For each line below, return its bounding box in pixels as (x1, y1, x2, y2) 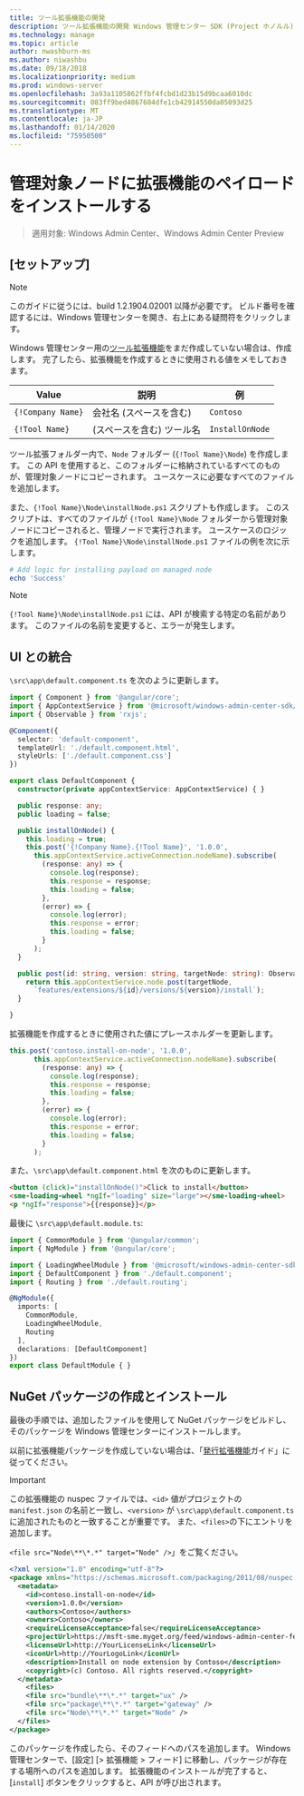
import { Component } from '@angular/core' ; (9, 693, 180, 702)
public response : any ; (17, 800, 103, 810)
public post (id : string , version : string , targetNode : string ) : (17, 968, 265, 978)
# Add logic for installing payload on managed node (9, 564, 213, 574)
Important (9, 1475, 46, 1486)
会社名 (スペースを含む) (91, 406, 192, 418)
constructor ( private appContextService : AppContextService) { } (17, 785, 265, 794)
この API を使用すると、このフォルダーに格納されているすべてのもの (26, 459, 280, 470)
